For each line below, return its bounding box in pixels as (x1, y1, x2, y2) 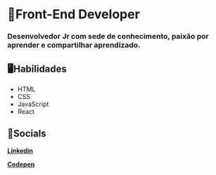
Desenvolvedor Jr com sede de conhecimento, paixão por (7, 32, 209, 41)
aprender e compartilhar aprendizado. (7, 40, 141, 50)
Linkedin (7, 146, 33, 155)
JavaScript (17, 100, 49, 108)
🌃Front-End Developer (7, 6, 141, 22)
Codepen (7, 160, 35, 168)
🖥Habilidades (7, 63, 67, 74)
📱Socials (7, 128, 47, 140)
